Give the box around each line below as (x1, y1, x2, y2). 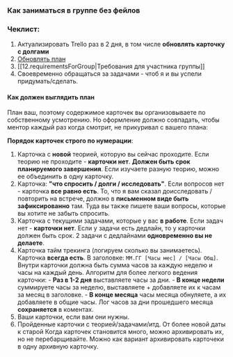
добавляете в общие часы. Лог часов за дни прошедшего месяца (17, 298, 214, 306)
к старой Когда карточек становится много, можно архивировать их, (17, 328, 224, 336)
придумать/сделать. (17, 77, 79, 86)
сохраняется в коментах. (17, 306, 94, 314)
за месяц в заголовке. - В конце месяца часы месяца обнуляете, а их (17, 291, 227, 299)
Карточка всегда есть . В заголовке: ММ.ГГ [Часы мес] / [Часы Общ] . (17, 253, 218, 262)
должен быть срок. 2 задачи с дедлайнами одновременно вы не (17, 232, 213, 240)
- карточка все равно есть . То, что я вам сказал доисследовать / (17, 187, 212, 196)
